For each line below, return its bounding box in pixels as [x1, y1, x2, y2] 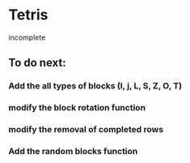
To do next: [8, 56, 66, 70]
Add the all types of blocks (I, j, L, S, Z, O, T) [8, 80, 183, 92]
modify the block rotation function [8, 102, 146, 114]
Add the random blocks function [8, 146, 138, 157]
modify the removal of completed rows [8, 124, 164, 135]
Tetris [8, 6, 49, 24]
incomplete [8, 32, 46, 42]
